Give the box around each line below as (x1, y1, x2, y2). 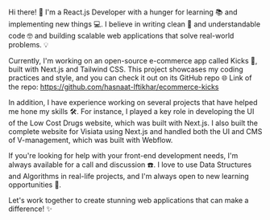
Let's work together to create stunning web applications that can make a (8, 196, 249, 205)
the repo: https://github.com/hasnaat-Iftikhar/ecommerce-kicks (8, 82, 219, 92)
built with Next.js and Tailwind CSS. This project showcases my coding (8, 64, 243, 74)
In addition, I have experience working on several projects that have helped (8, 98, 258, 107)
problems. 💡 (8, 40, 49, 49)
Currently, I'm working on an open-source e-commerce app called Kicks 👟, (8, 56, 258, 65)
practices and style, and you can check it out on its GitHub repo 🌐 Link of (8, 73, 252, 83)
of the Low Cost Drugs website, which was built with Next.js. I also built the (8, 118, 259, 128)
